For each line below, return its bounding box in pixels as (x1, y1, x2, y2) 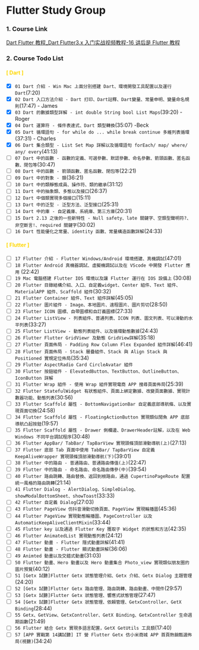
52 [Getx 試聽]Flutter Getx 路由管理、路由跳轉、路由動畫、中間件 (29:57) (14, 585, 182, 592)
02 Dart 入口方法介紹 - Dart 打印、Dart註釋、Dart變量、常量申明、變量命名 (14, 96, 185, 102)
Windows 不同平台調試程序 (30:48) (14, 433, 90, 440)
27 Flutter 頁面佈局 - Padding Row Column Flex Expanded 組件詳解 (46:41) (14, 340, 193, 348)
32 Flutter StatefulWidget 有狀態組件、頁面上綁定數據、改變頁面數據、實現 (14, 388, 186, 394)
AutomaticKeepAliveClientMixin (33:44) (14, 518, 111, 526)
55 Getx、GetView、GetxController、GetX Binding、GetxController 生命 (14, 612, 188, 618)
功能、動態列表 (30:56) (23, 393, 73, 401)
